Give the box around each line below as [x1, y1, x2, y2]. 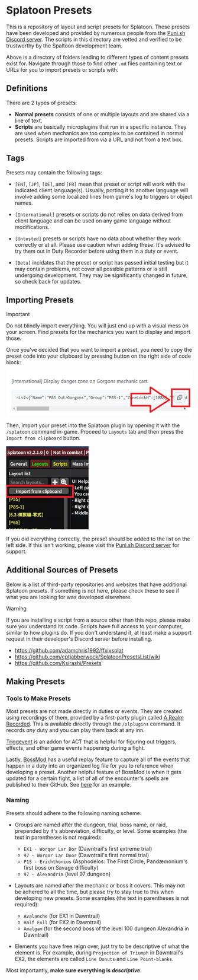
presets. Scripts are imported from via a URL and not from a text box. [14, 136, 183, 143]
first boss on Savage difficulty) [23, 864, 99, 871]
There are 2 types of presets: [6, 99, 77, 106]
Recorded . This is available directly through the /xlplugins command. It [6, 720, 181, 727]
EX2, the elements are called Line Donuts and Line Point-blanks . [14, 955, 174, 962]
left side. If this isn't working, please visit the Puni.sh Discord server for [6, 541, 180, 549]
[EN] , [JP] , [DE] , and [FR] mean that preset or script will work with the [14, 180, 186, 187]
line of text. [14, 117, 43, 124]
